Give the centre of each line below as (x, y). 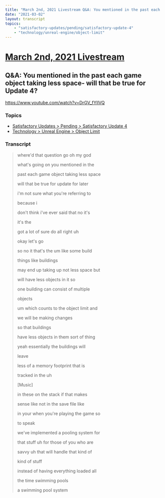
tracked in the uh (34, 375)
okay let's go (30, 241)
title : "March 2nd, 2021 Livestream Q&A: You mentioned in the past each (83, 10)
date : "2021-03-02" (25, 14)
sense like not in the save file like (51, 404)
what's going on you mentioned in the (56, 165)
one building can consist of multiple (54, 289)
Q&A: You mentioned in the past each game (73, 75)
